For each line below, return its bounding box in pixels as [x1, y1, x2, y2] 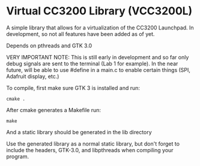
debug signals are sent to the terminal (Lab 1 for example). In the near [6, 60, 178, 67]
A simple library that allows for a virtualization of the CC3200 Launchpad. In [6, 24, 194, 31]
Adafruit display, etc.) [6, 73, 59, 80]
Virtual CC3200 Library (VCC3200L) [6, 4, 193, 18]
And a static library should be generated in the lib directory [6, 128, 152, 135]
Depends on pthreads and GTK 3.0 [6, 42, 92, 49]
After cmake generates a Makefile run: [6, 106, 101, 113]
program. [6, 153, 29, 160]
